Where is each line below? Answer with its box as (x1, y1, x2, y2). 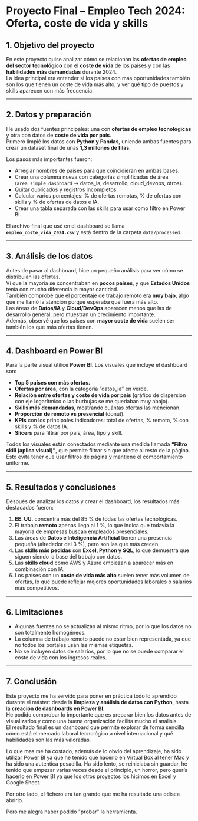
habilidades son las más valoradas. (6, 736, 91, 743)
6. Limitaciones (6, 607, 64, 617)
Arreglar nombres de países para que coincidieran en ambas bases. (14, 167, 180, 174)
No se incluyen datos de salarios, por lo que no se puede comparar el (14, 648, 184, 655)
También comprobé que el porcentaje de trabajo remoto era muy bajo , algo (6, 292, 190, 299)
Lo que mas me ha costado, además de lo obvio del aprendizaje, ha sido (6, 747, 181, 754)
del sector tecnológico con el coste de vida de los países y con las (6, 62, 170, 69)
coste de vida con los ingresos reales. (14, 654, 107, 661)
